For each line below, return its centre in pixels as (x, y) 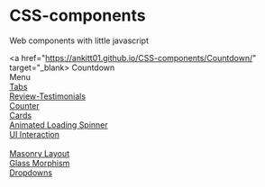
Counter (25, 105)
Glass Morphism (40, 163)
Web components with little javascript (79, 40)
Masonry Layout (40, 153)
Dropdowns (31, 173)
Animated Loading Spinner (59, 125)
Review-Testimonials (48, 96)
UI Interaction (35, 134)
